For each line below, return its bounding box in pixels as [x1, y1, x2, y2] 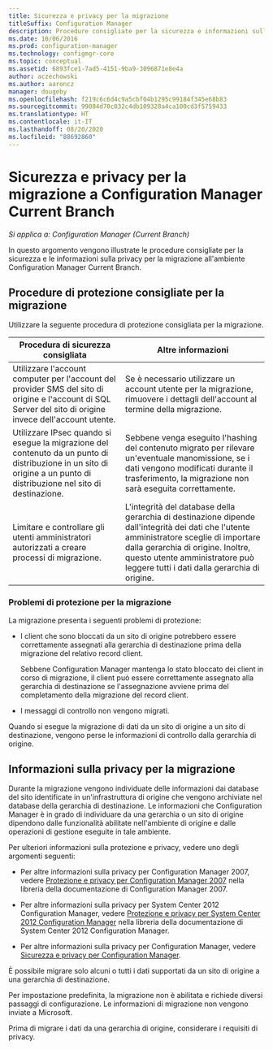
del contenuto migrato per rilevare [124, 442, 255, 453]
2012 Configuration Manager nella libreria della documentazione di [19, 918, 244, 927]
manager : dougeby [8, 87, 67, 96]
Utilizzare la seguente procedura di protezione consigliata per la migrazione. [8, 320, 264, 330]
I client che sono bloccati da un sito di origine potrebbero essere [19, 631, 236, 640]
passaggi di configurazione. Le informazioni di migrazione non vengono [8, 999, 249, 1009]
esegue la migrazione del [12, 437, 109, 449]
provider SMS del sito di [12, 384, 104, 395]
